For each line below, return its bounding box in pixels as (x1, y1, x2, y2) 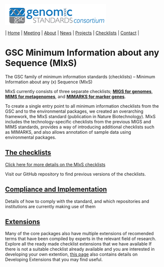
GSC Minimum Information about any (5, 47, 160, 58)
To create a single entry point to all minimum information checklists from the (5, 103, 159, 109)
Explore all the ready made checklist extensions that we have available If (5, 241, 152, 247)
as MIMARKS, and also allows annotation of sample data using (5, 129, 132, 135)
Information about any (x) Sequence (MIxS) (5, 79, 93, 85)
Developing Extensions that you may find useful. (5, 257, 103, 263)
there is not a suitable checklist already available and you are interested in (5, 246, 155, 252)
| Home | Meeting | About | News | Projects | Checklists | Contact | (5, 30, 139, 36)
